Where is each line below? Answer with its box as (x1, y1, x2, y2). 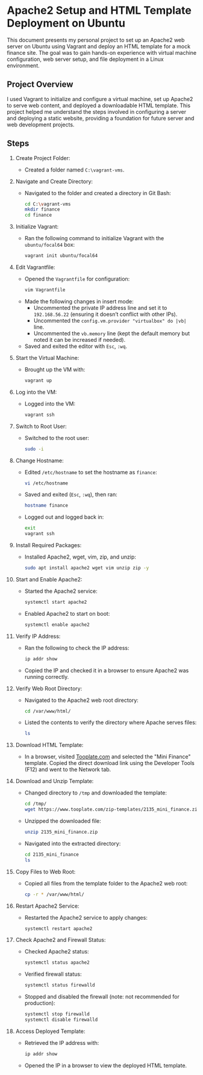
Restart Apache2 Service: (15, 902, 80, 909)
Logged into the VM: (24, 400, 76, 407)
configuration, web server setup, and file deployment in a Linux (7, 55, 164, 63)
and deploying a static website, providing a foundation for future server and (7, 114, 195, 122)
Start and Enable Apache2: (15, 575, 83, 583)
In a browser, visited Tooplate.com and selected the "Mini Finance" (24, 753, 191, 760)
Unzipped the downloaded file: (24, 817, 101, 825)
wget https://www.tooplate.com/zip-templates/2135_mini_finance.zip (24, 807, 201, 813)
